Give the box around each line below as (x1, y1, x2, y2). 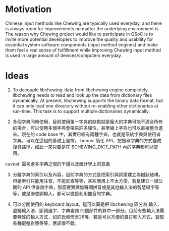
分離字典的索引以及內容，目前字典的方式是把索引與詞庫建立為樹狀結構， (12, 171, 163, 178)
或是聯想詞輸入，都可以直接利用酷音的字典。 (21, 190, 115, 196)
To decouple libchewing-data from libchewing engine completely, (12, 87, 149, 93)
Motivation (5, 4, 52, 15)
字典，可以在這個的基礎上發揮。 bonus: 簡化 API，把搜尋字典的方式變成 (12, 137, 161, 143)
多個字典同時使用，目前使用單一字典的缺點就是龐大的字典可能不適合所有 (12, 119, 163, 125)
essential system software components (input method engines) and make (5, 41, 158, 47)
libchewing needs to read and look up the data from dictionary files (12, 92, 152, 98)
